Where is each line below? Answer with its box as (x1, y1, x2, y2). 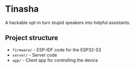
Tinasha (5, 3, 39, 15)
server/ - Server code (12, 52, 57, 58)
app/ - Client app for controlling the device (12, 57, 98, 63)
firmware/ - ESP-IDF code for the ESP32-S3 (12, 46, 102, 52)
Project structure (5, 34, 58, 42)
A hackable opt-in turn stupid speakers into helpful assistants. (5, 20, 131, 25)
